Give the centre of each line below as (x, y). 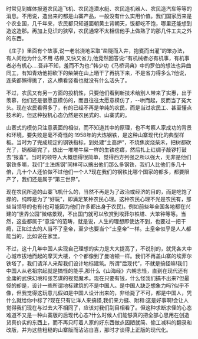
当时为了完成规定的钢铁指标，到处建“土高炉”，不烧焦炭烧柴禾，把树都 (101, 142)
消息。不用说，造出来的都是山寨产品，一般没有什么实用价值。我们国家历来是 (99, 16)
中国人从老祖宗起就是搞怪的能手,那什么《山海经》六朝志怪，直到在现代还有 (97, 271)
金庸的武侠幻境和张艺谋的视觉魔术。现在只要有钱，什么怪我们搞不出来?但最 (98, 278)
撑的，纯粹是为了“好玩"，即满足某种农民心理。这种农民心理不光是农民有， (96, 199)
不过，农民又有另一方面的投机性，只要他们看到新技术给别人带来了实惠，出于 (99, 93)
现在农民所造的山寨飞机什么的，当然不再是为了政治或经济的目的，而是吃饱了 (99, 192)
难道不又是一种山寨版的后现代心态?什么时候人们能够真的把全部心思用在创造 (98, 315)
